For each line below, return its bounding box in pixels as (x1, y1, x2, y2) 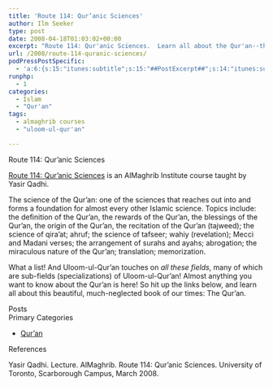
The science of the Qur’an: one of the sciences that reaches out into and (8, 194, 252, 204)
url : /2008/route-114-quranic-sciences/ (8, 50, 148, 58)
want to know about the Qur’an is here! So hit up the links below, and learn (8, 280, 258, 289)
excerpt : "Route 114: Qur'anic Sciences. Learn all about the (8, 42, 227, 50)
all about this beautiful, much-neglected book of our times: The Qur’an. (8, 288, 246, 297)
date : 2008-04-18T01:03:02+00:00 (8, 34, 122, 43)
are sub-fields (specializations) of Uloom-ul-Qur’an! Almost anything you (8, 271, 252, 280)
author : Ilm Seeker (8, 20, 75, 28)
